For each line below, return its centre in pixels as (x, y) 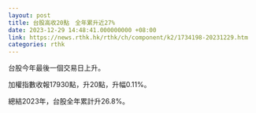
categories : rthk (37, 45)
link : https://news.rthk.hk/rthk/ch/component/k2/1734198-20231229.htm (128, 37)
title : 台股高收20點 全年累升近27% (62, 23)
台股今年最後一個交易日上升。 (56, 68)
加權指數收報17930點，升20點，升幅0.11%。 (80, 85)
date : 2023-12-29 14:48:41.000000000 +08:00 (82, 30)
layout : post (30, 15)
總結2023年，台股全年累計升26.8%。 (69, 101)
